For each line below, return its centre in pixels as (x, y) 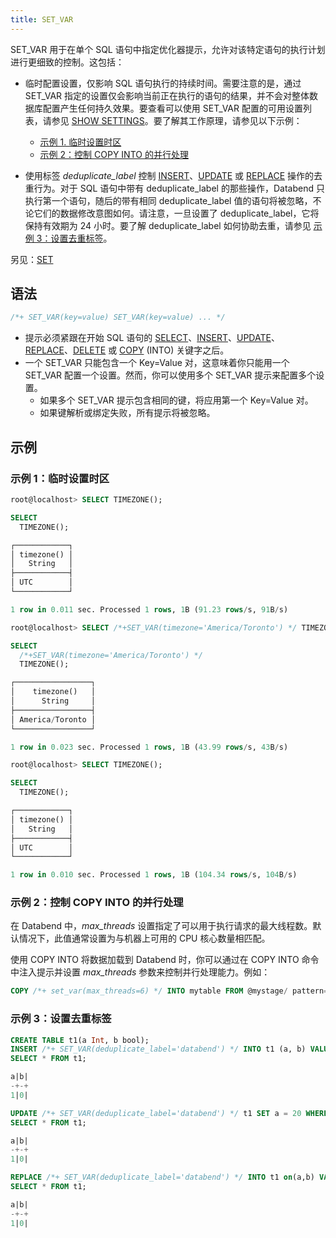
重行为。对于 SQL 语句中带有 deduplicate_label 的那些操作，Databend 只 (174, 188)
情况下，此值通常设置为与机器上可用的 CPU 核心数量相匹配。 (144, 938)
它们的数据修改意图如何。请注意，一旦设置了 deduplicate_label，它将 (176, 213)
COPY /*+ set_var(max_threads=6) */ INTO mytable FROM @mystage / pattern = (169, 991)
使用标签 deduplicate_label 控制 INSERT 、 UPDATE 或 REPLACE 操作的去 (173, 175)
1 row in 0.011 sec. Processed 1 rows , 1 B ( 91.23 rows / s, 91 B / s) (149, 609)
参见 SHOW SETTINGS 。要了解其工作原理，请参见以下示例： (177, 120)
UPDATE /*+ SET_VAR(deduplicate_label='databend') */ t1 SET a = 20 (156, 1113)
